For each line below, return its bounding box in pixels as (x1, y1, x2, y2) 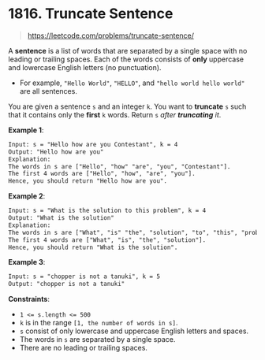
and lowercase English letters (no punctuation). (8, 62, 162, 72)
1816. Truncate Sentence (8, 5, 174, 23)
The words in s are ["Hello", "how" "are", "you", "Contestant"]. (8, 162, 231, 170)
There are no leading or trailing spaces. (19, 343, 148, 353)
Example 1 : (8, 125, 44, 135)
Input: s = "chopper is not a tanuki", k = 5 (8, 273, 160, 280)
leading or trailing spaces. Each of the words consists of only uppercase (8, 54, 244, 64)
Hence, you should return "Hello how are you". (8, 177, 168, 185)
